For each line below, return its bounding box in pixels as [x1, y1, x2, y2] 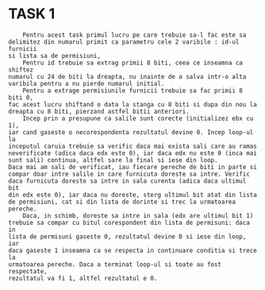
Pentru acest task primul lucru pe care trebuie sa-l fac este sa [22, 31, 247, 39]
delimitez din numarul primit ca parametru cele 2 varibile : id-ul [8, 37, 240, 46]
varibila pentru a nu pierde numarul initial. [8, 79, 165, 87]
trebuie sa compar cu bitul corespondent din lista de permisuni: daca [8, 218, 250, 226]
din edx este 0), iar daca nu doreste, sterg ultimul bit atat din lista [8, 191, 258, 199]
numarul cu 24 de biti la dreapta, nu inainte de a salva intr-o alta [8, 72, 247, 80]
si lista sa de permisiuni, [8, 52, 102, 60]
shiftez [8, 65, 34, 74]
